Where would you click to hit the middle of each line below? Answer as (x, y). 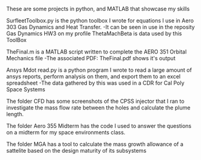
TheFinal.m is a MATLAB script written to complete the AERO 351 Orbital (97, 52)
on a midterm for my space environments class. (66, 132)
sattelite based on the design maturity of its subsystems (77, 151)
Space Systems (26, 89)
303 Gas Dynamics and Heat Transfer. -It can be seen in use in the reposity (101, 27)
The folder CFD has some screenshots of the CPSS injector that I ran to (95, 101)
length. (15, 114)
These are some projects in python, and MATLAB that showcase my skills (98, 9)
